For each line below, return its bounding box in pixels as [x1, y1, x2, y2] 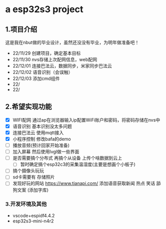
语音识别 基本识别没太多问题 [12, 123, 72, 129]
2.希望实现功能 [5, 102, 52, 111]
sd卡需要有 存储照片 [12, 174, 55, 180]
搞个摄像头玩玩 [12, 168, 44, 174]
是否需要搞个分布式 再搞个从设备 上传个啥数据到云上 [12, 155, 122, 161]
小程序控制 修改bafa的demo [12, 136, 71, 142]
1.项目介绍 [5, 25, 38, 33]
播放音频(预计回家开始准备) [12, 142, 70, 148]
